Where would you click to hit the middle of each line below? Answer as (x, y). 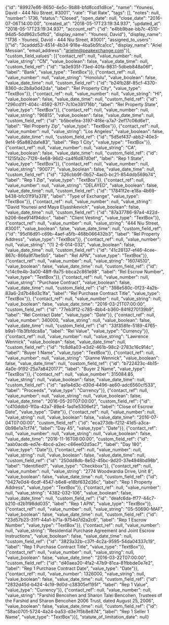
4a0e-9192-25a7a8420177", (35, 369)
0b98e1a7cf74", (22, 428)
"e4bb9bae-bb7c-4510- (134, 29)
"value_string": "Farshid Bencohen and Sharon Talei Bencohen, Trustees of (84, 595)
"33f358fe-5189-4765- (133, 325)
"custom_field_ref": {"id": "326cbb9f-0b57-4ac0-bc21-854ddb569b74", (81, 174)
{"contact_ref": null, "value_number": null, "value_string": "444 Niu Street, (82, 223)
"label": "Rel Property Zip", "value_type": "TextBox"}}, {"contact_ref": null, (82, 126)
